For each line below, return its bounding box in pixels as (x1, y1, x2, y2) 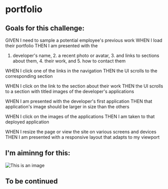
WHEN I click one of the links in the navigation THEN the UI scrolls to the (5, 68, 158, 74)
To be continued (5, 177, 58, 186)
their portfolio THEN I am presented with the (5, 43, 98, 49)
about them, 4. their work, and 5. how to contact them (12, 58, 126, 64)
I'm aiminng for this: (5, 149, 70, 157)
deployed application (5, 119, 49, 125)
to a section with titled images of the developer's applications (5, 88, 134, 94)
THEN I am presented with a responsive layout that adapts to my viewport (5, 134, 160, 140)
